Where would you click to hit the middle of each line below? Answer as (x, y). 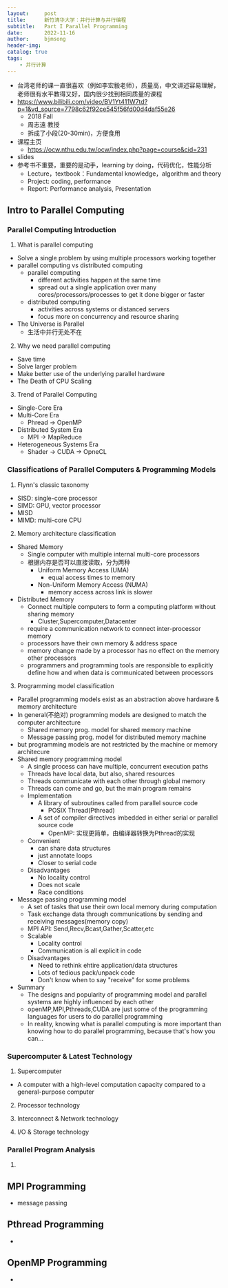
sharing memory (51, 614)
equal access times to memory (92, 577)
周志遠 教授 (43, 124)
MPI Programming (46, 1186)
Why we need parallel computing (64, 346)
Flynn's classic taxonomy (53, 485)
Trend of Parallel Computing (57, 395)
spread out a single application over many (97, 287)
